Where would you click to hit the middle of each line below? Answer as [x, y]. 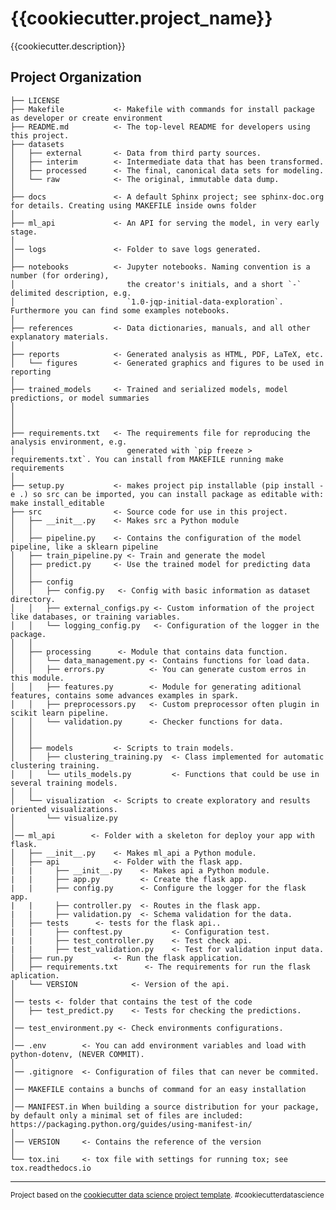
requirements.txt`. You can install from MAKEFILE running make [147, 459]
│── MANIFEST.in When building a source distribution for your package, [165, 1107]
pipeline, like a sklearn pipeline [84, 547]
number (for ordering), [60, 275]
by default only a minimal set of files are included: [127, 1115]
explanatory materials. [60, 337]
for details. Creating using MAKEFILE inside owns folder [133, 205]
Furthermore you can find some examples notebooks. [120, 310]
